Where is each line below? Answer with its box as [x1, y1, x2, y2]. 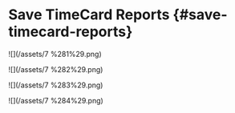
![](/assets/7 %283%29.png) [8, 80, 103, 90]
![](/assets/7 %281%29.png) [8, 49, 102, 59]
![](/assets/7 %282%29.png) [8, 64, 103, 74]
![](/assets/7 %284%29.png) [8, 95, 104, 105]
